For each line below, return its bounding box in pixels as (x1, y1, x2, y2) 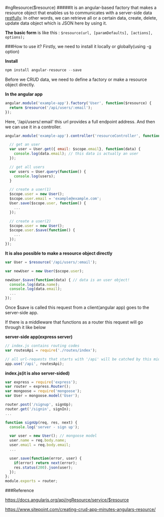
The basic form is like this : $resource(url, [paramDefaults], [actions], (5, 30, 153, 35)
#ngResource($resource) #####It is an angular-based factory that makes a (5, 5, 157, 10)
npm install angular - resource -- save (5, 68, 82, 72)
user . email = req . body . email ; (9, 443, 71, 447)
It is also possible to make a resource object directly (5, 250, 113, 256)
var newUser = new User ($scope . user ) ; (5, 268, 84, 274)
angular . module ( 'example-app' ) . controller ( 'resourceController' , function (5, 133, 161, 138)
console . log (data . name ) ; (9, 282, 60, 287)
